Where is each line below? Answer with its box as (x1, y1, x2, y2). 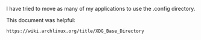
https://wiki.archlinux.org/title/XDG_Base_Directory (6, 28, 145, 34)
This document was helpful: (6, 17, 75, 23)
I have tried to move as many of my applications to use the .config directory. (6, 5, 196, 12)
